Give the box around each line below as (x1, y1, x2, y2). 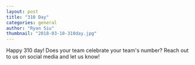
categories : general (6, 19, 58, 25)
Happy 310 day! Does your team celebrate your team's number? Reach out (6, 47, 189, 54)
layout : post (6, 8, 39, 15)
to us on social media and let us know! (6, 53, 100, 60)
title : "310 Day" (6, 14, 49, 20)
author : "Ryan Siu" (6, 25, 55, 31)
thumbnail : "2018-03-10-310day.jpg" (6, 31, 97, 37)
